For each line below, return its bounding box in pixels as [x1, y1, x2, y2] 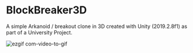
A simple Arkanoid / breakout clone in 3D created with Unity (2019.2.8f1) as [6, 23, 188, 30]
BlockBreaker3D [6, 3, 87, 17]
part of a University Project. [6, 29, 73, 36]
